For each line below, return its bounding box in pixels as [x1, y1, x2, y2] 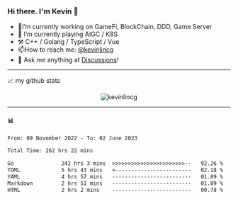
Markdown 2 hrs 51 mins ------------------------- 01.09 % [7, 180, 223, 187]
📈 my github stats [7, 76, 61, 85]
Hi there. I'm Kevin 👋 [7, 6, 79, 16]
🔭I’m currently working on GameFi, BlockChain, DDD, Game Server [17, 23, 212, 31]
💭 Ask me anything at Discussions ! [17, 56, 119, 64]
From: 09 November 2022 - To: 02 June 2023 [7, 135, 138, 142]
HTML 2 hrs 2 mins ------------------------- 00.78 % [7, 186, 223, 193]
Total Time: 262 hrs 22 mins [7, 147, 93, 154]
